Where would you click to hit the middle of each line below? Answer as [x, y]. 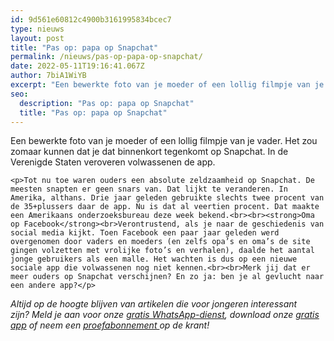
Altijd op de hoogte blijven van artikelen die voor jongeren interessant [154, 304]
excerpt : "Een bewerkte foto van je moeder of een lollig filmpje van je [167, 85]
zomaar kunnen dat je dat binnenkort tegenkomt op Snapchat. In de [149, 152]
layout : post [37, 38]
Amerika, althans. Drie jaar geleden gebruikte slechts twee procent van [167, 198]
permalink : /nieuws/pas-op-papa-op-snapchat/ [106, 57]
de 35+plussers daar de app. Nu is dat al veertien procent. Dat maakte [165, 207]
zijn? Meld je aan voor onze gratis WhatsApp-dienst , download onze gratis [165, 315]
